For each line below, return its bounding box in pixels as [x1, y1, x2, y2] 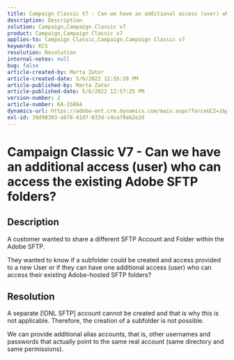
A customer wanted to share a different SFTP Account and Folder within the [7, 234, 224, 243]
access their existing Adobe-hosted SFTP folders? [7, 270, 152, 279]
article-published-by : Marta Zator [7, 82, 111, 89]
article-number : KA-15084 [7, 101, 82, 108]
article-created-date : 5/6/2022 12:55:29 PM [7, 75, 139, 82]
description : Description [7, 17, 82, 24]
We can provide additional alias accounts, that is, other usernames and [7, 330, 211, 338]
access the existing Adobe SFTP [7, 174, 198, 189]
